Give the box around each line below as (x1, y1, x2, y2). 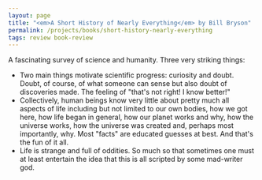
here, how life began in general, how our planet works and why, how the (19, 112, 254, 122)
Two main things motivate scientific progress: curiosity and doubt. (19, 70, 234, 80)
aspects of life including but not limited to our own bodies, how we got (19, 104, 248, 114)
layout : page (8, 11, 51, 20)
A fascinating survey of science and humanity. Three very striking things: (8, 55, 245, 65)
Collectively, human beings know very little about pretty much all (19, 96, 230, 105)
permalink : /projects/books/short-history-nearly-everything (8, 26, 213, 34)
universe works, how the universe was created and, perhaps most (19, 121, 234, 130)
